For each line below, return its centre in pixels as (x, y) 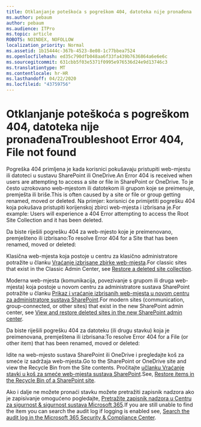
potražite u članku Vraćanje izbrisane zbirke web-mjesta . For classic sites (97, 262)
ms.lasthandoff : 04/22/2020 (41, 79)
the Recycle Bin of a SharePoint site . (51, 380)
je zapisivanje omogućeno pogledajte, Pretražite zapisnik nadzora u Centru (99, 398)
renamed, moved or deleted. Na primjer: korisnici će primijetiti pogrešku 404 (101, 201)
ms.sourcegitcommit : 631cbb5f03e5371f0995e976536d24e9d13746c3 (87, 62)
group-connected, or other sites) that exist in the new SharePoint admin (95, 306)
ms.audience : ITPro (31, 29)
